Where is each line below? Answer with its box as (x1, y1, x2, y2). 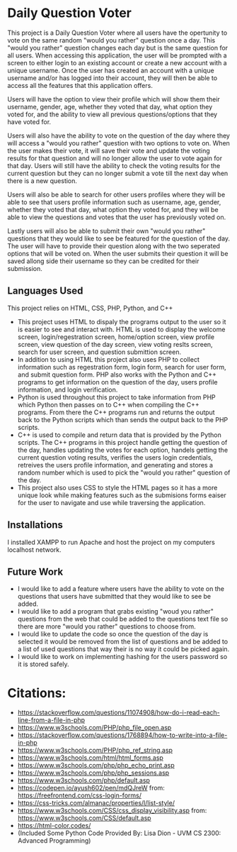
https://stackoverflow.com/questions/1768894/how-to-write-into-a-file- (17, 731, 228, 739)
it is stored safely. (17, 660, 69, 668)
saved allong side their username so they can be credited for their (7, 257, 200, 265)
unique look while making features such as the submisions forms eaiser (17, 491, 226, 499)
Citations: (7, 685, 67, 701)
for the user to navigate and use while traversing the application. (17, 498, 206, 507)
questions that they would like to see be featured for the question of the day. (7, 234, 231, 243)
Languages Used (7, 285, 83, 297)
